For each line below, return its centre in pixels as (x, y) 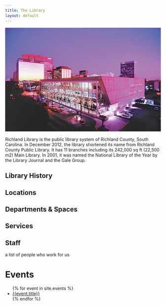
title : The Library (25, 10)
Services (19, 226)
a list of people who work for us (38, 255)
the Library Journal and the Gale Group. (46, 160)
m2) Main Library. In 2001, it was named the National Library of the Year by (82, 155)
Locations (21, 192)
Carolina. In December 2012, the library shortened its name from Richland (80, 144)
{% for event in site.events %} (43, 288)
